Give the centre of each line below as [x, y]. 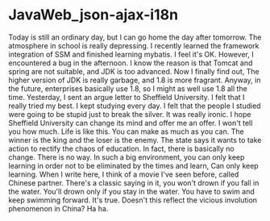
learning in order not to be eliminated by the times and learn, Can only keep [134, 165]
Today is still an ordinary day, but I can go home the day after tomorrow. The [135, 37]
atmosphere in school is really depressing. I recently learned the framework [134, 45]
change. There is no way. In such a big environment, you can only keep [127, 157]
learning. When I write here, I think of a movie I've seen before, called [124, 174]
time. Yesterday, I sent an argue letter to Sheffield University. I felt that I [127, 97]
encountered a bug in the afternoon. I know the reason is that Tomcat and [131, 63]
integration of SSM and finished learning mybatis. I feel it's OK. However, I [131, 54]
